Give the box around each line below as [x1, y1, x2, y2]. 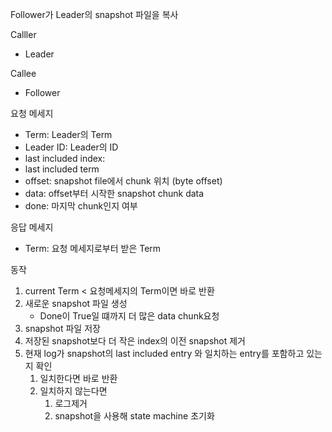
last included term [24, 163, 100, 175]
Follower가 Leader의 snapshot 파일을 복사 [10, 9, 179, 20]
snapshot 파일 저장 [24, 323, 101, 334]
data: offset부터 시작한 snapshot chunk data [24, 188, 205, 199]
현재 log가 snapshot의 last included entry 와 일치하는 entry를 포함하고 [24, 348, 305, 359]
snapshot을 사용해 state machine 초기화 [54, 410, 215, 422]
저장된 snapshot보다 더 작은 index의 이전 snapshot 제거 [24, 335, 246, 347]
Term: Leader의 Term [24, 129, 113, 140]
